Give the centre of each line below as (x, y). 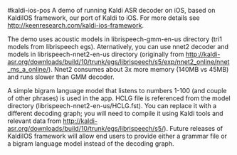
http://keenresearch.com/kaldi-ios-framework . (76, 25)
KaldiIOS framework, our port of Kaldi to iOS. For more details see (104, 18)
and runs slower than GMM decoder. (61, 77)
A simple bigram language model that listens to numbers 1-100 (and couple (117, 91)
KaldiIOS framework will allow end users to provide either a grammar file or (117, 136)
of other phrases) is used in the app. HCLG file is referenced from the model (119, 98)
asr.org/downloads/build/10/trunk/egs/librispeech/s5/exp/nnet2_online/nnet (118, 62)
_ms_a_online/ (28, 69)
